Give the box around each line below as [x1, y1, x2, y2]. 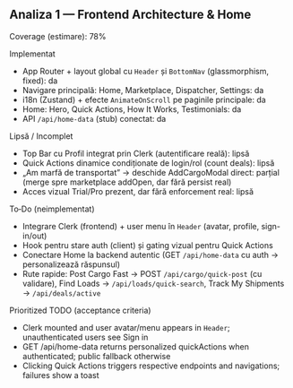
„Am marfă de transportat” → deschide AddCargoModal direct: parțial [22, 167, 280, 177]
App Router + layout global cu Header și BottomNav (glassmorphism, [22, 65, 269, 76]
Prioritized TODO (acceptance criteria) [9, 305, 151, 315]
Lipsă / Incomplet [9, 130, 73, 142]
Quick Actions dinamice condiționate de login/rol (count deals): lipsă [22, 157, 275, 168]
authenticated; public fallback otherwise [22, 350, 171, 361]
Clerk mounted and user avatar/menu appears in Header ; [22, 322, 230, 332]
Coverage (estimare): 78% [9, 30, 107, 41]
